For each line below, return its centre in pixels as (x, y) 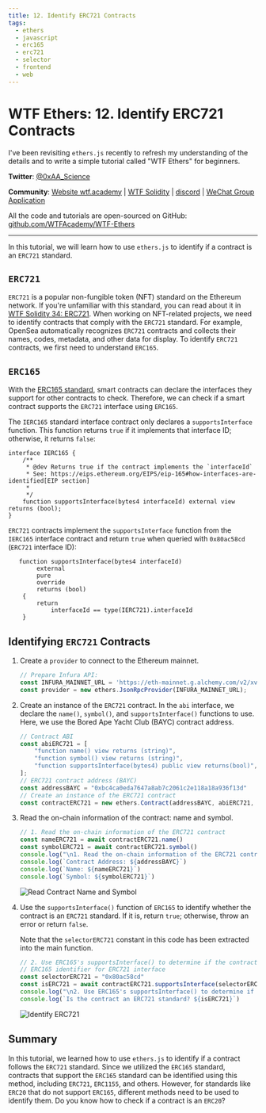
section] (76, 481)
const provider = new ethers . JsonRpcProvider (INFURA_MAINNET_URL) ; (133, 690)
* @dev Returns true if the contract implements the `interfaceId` (139, 467)
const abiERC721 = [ (53, 744)
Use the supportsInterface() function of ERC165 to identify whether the (135, 907)
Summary (33, 1039)
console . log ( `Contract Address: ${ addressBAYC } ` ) (103, 862)
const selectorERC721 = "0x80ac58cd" (82, 977)
